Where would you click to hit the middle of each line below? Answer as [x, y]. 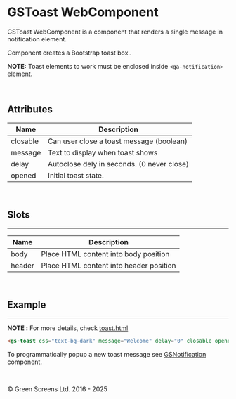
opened [24, 175]
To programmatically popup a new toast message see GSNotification [107, 355]
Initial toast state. [76, 175]
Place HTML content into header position [109, 266]
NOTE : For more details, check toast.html [68, 328]
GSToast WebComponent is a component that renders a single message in [115, 32]
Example [27, 305]
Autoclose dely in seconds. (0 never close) [119, 164]
